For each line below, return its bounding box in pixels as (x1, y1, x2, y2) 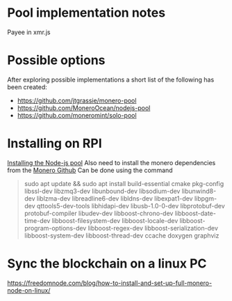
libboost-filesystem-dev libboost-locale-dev (51, 216, 179, 224)
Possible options (7, 52, 106, 68)
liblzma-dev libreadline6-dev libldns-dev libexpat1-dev (37, 194, 193, 203)
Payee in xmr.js (7, 28, 51, 36)
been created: (7, 82, 47, 91)
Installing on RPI (7, 136, 102, 151)
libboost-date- (174, 209, 217, 217)
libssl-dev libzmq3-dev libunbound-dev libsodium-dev (24, 187, 181, 195)
